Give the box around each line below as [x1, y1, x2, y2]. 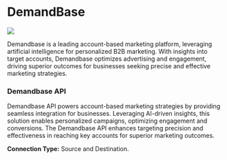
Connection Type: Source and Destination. [7, 145, 129, 153]
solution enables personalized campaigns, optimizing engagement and [7, 117, 208, 125]
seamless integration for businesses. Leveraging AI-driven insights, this [7, 110, 210, 118]
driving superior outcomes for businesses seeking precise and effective [7, 61, 211, 70]
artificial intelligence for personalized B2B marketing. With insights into [7, 47, 208, 55]
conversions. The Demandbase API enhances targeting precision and [7, 124, 204, 132]
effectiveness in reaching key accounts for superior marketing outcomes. [7, 132, 215, 140]
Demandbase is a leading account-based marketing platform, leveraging [7, 39, 213, 48]
